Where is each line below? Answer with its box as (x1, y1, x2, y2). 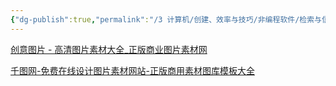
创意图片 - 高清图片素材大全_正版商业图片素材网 (10, 43, 208, 55)
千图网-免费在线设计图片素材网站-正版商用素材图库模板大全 (10, 64, 255, 76)
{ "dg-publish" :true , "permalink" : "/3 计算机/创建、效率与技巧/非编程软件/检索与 (10, 14, 323, 25)
